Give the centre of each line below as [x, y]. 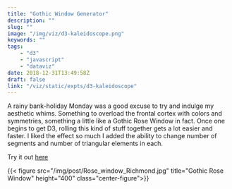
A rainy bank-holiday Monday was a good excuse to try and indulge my [111, 106]
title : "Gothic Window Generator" [58, 14]
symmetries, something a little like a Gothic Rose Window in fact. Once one [116, 121]
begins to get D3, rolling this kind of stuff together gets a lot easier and [110, 128]
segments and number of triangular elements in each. [85, 144]
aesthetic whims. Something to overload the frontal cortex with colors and [115, 114]
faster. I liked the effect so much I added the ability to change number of [112, 136]
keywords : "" [26, 40]
